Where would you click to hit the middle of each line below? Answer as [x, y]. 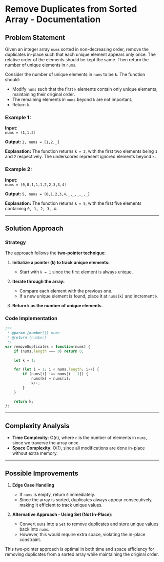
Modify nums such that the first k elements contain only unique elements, [85, 89]
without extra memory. [35, 453]
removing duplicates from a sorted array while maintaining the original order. [82, 554]
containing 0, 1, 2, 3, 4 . [31, 208]
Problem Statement [35, 37]
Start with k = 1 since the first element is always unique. [76, 272]
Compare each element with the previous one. [66, 291]
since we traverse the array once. [46, 443]
